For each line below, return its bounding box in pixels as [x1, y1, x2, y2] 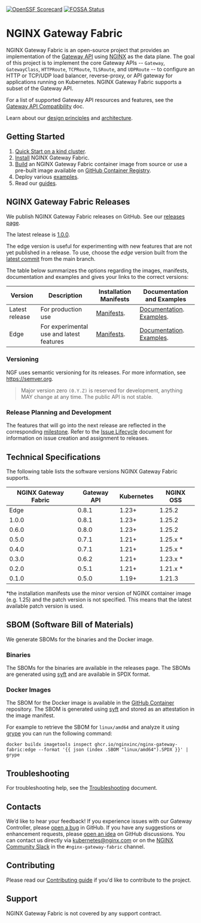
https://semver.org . [6, 375, 54, 382]
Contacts [6, 801, 42, 812]
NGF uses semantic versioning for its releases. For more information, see [6, 369, 186, 376]
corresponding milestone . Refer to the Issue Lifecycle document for [6, 428, 173, 435]
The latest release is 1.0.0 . [6, 231, 71, 238]
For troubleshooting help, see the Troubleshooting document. [6, 784, 157, 792]
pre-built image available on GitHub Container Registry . [14, 167, 151, 174]
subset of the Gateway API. [6, 85, 74, 92]
